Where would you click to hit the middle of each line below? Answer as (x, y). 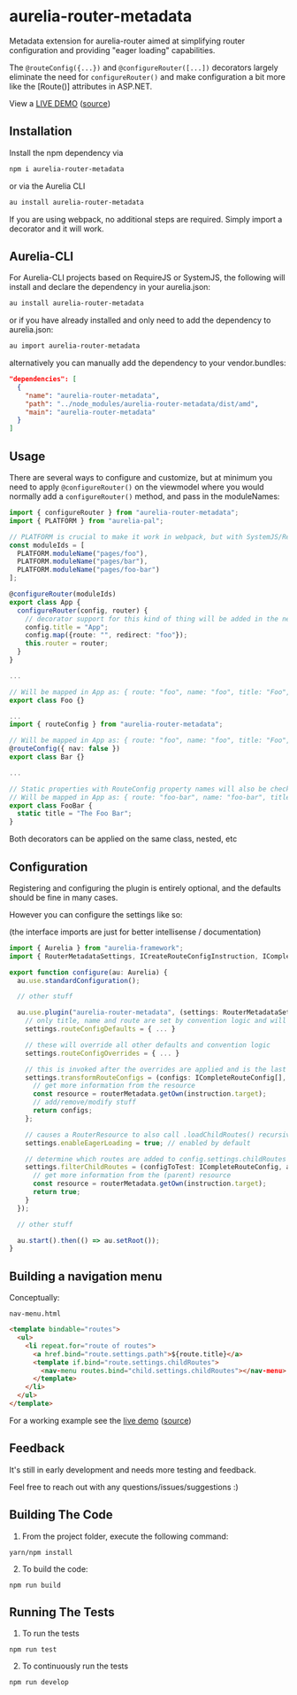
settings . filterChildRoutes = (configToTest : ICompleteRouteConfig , (154, 1168)
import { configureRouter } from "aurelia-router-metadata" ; (124, 512)
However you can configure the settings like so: (96, 914)
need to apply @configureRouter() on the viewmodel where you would (137, 487)
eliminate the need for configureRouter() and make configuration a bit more (147, 76)
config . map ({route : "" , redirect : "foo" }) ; (107, 636)
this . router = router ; (67, 644)
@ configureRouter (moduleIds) (63, 594)
